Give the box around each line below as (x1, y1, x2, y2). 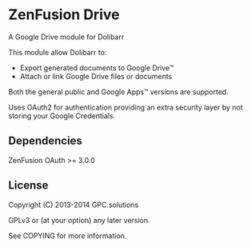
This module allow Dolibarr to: (8, 47, 107, 57)
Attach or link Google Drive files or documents (19, 71, 173, 81)
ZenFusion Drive (8, 6, 120, 24)
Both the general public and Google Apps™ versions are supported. (8, 86, 229, 97)
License (8, 178, 49, 193)
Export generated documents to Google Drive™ (19, 62, 174, 73)
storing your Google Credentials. (8, 110, 116, 121)
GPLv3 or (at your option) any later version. (8, 215, 150, 225)
